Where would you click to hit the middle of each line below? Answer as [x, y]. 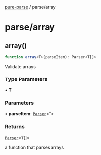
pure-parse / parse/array [30, 7]
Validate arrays [21, 66]
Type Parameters [26, 79]
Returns [15, 127]
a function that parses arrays [35, 147]
